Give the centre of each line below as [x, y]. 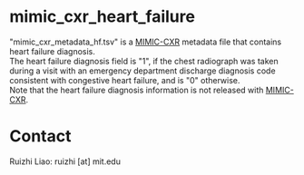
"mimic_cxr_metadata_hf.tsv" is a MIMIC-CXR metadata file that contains [146, 42]
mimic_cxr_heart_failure [102, 17]
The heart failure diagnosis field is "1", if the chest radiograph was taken [144, 61]
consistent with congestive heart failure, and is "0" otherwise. [125, 80]
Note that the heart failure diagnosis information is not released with [137, 90]
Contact [40, 136]
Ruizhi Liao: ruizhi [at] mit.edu [65, 161]
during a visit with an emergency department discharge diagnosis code [142, 71]
